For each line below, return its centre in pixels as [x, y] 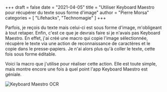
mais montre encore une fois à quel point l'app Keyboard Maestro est [76, 69]
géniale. [13, 74]
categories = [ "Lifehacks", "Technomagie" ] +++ [56, 18]
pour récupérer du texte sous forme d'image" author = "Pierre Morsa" [77, 12]
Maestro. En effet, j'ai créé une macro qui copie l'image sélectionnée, [76, 38]
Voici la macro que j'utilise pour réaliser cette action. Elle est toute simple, [81, 64]
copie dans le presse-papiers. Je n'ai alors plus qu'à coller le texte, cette [80, 49]
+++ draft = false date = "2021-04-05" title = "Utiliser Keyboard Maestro [80, 7]
